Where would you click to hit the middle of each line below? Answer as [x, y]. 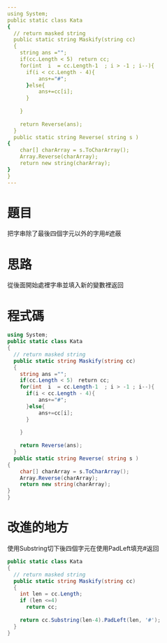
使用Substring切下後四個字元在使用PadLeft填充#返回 [83, 548]
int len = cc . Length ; [51, 594]
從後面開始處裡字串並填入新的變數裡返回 [65, 285]
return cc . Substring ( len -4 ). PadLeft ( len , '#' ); [90, 620]
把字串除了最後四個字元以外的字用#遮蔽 [64, 233]
